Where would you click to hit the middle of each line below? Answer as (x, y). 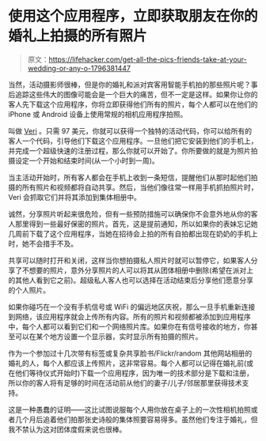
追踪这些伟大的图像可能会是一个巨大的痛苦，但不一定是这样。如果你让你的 (136, 94)
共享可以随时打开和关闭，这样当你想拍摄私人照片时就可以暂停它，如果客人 (129, 260)
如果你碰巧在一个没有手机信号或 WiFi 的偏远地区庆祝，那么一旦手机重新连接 (132, 307)
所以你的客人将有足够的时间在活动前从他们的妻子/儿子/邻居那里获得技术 (125, 383)
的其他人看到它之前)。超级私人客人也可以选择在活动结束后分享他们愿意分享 (131, 280)
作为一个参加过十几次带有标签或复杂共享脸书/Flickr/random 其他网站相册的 (130, 353)
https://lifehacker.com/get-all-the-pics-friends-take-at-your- (148, 59)
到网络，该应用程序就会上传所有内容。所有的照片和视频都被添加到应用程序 (129, 316)
